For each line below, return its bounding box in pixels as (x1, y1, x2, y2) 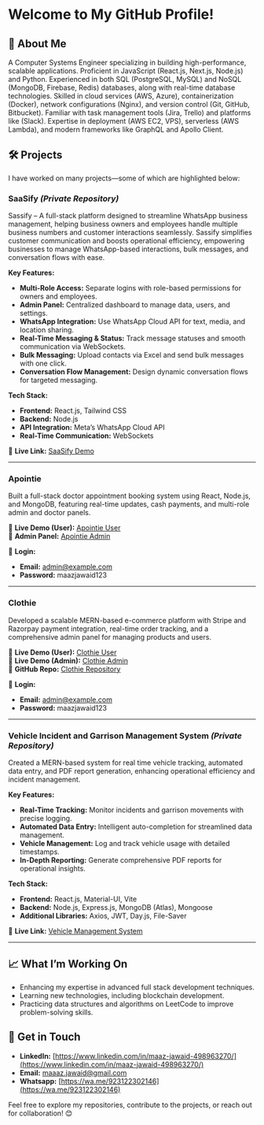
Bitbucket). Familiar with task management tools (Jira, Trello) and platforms (8, 108, 251, 117)
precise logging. (19, 814, 72, 822)
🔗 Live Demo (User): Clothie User (8, 648, 117, 657)
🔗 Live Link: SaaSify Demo (8, 447, 94, 456)
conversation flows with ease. (8, 253, 105, 262)
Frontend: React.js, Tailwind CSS (19, 406, 127, 415)
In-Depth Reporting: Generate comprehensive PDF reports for (19, 856, 222, 864)
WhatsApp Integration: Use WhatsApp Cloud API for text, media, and (19, 317, 246, 326)
